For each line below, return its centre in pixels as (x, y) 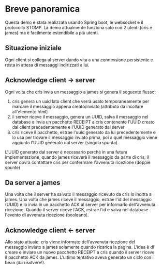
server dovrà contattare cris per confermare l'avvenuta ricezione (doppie (78, 162)
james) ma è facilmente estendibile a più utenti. (52, 33)
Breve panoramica (43, 9)
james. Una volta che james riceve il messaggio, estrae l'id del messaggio (78, 200)
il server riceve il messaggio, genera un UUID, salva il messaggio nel (80, 117)
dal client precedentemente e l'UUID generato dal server (68, 127)
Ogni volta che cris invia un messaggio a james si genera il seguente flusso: (81, 92)
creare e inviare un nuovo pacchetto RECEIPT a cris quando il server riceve (80, 252)
